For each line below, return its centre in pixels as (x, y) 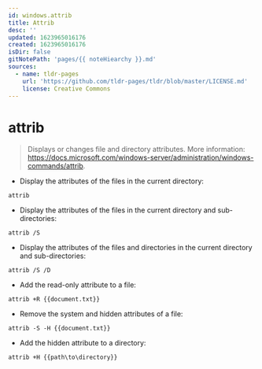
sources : (22, 67)
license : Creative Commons (66, 89)
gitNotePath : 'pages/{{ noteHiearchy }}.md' (82, 60)
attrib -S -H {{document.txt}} (59, 328)
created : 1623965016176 (47, 45)
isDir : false (30, 52)
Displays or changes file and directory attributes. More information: (136, 149)
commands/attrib (55, 166)
